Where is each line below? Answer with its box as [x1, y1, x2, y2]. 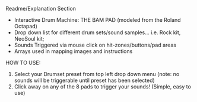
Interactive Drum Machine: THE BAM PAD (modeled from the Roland [14, 17, 182, 23]
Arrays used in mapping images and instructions [14, 48, 133, 55]
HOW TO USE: [5, 59, 41, 66]
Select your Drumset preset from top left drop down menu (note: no [14, 71, 180, 77]
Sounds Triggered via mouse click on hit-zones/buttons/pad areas [14, 41, 176, 48]
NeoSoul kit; [14, 35, 45, 42]
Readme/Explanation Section [5, 5, 77, 12]
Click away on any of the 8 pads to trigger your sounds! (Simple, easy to [14, 83, 191, 90]
